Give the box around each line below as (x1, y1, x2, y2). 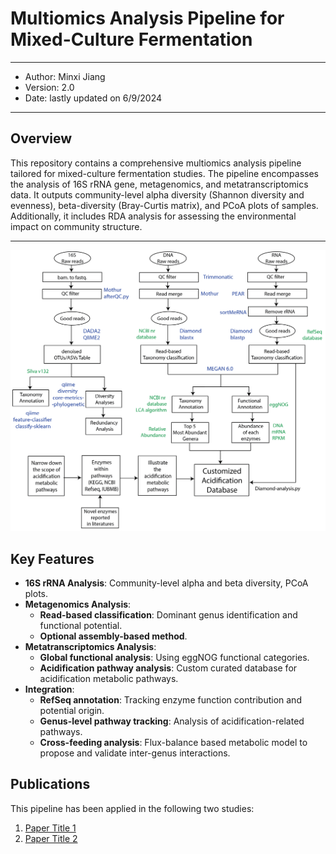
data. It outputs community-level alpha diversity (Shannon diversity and (10, 188, 305, 201)
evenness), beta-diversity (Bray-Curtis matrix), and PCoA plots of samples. (10, 199, 319, 211)
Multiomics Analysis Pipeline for (10, 7, 285, 30)
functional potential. (39, 619, 123, 631)
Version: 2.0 (24, 81, 75, 93)
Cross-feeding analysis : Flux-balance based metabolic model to (39, 736, 308, 748)
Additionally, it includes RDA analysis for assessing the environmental (10, 210, 297, 222)
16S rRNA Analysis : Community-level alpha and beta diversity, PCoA (24, 577, 309, 589)
